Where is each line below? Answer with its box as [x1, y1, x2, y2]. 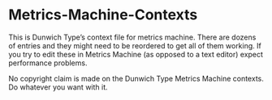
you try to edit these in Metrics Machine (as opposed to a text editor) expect [8, 49, 264, 59]
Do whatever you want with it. [8, 82, 108, 92]
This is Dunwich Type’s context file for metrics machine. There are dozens [8, 32, 257, 42]
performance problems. [8, 58, 88, 68]
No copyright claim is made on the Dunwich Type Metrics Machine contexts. [8, 73, 264, 83]
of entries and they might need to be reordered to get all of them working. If [8, 40, 261, 50]
